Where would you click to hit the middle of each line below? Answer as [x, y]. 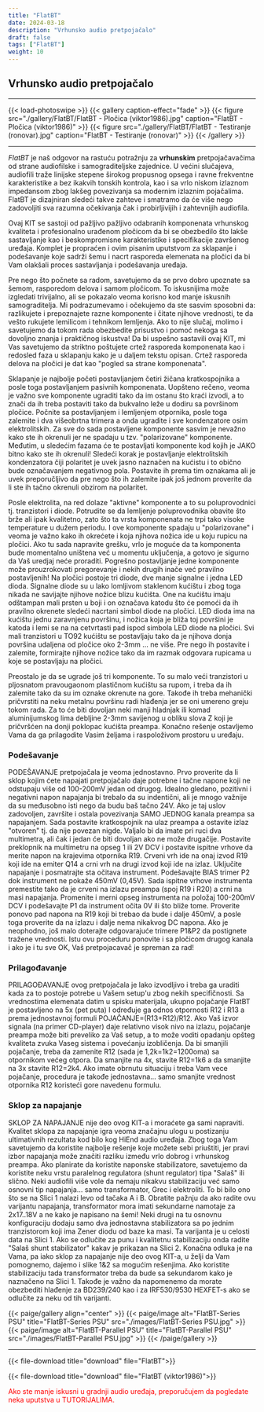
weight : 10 [26, 52]
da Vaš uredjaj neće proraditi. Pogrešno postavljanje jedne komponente [124, 561]
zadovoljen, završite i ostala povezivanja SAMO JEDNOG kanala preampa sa [132, 814]
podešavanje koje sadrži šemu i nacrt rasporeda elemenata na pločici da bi [129, 256]
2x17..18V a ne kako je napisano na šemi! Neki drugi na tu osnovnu [115, 1214]
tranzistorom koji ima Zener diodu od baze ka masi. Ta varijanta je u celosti [129, 1231]
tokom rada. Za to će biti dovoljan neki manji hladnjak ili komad [109, 710]
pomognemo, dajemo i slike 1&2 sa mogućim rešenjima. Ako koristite [119, 1264]
